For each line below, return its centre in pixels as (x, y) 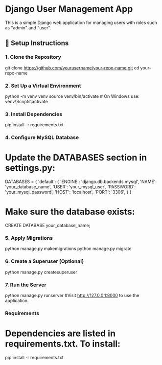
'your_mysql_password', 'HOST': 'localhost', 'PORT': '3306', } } (68, 192)
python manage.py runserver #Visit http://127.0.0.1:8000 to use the (72, 295)
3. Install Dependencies (34, 114)
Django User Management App (69, 9)
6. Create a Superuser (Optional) (45, 261)
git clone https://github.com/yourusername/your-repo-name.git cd (72, 68)
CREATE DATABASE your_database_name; (48, 226)
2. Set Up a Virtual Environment (43, 86)
